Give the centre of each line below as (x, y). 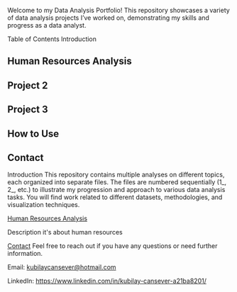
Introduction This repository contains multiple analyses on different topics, (116, 175)
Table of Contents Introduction (52, 39)
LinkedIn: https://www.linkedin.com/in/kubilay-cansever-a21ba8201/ (107, 281)
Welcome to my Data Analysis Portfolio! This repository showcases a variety (119, 10)
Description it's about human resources (65, 232)
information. (25, 254)
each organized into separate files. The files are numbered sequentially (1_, (117, 182)
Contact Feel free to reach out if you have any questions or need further (112, 246)
